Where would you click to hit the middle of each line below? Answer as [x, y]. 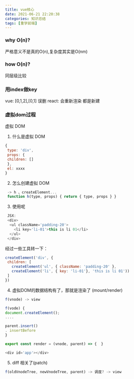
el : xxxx [16, 169]
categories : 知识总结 [26, 19]
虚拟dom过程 [20, 115]
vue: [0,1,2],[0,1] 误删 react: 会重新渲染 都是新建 [52, 101]
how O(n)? [18, 64]
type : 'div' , [20, 151]
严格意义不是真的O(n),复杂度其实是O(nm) [46, 51]
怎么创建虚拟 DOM [31, 183]
